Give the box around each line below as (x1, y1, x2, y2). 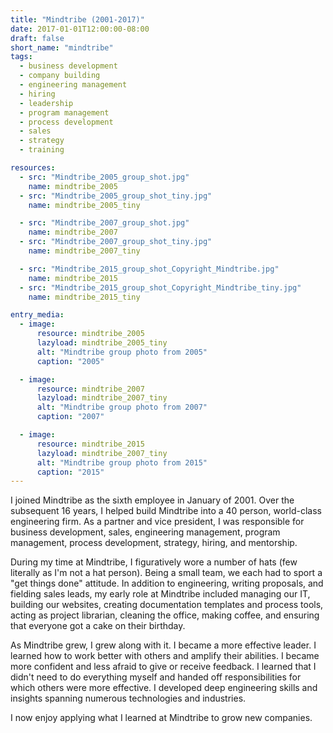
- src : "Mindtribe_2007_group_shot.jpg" (19, 218, 190, 228)
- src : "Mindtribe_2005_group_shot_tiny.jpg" (19, 191, 213, 201)
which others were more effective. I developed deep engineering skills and (10, 682, 318, 694)
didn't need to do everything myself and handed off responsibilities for (10, 671, 302, 683)
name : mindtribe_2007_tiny (28, 246, 141, 256)
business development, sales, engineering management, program (10, 526, 281, 538)
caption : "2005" (36, 356, 105, 366)
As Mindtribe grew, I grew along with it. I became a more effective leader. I (10, 639, 317, 651)
